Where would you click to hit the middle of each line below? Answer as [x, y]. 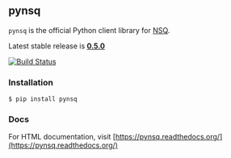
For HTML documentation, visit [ [62, 137]
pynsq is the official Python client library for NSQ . [89, 30]
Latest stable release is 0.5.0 [57, 46]
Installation [31, 82]
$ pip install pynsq [43, 99]
